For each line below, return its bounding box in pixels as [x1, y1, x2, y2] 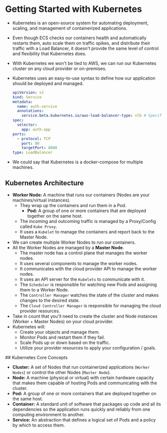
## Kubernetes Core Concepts [5, 355, 68, 361]
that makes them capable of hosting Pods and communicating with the [12, 380, 158, 386]
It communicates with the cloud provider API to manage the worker [19, 266, 157, 272]
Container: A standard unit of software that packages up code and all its [12, 401, 162, 407]
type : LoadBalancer [12, 150, 53, 155]
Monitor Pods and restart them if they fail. [19, 334, 105, 340]
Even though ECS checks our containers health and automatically [12, 35, 147, 41]
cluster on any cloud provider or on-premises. [12, 66, 107, 72]
